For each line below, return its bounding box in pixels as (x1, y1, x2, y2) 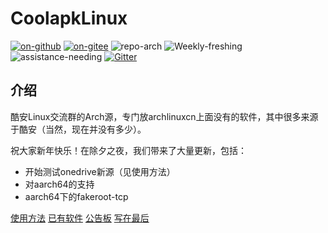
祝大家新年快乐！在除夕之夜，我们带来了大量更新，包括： (10, 144, 247, 156)
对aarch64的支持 (24, 178, 95, 190)
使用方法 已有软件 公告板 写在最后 (10, 212, 150, 224)
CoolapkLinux (10, 7, 128, 30)
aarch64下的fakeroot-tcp (24, 190, 129, 202)
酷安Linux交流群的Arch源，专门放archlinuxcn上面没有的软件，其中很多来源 (10, 110, 319, 122)
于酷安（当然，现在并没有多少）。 (10, 123, 147, 135)
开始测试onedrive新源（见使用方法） (24, 165, 176, 177)
